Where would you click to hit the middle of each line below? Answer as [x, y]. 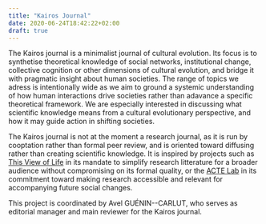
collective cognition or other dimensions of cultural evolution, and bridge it [131, 70]
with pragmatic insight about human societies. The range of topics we [123, 79]
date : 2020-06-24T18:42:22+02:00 [64, 23]
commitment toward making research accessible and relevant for [115, 179]
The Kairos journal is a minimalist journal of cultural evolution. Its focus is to [133, 54]
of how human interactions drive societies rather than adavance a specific [131, 96]
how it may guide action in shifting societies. [81, 122]
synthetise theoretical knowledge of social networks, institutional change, [130, 62]
